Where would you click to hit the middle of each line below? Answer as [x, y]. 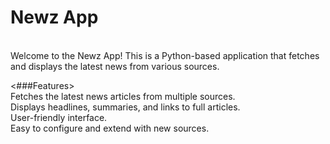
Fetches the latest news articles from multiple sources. [123, 96]
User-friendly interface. [59, 117]
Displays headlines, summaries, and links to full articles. [125, 107]
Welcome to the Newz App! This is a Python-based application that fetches [165, 55]
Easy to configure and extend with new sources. [110, 128]
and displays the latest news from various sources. [115, 66]
